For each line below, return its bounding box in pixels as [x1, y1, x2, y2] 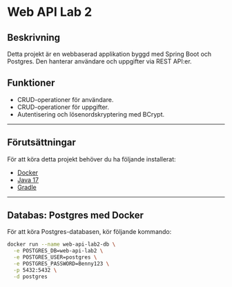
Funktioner [7, 77, 55, 89]
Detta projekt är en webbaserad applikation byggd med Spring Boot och [7, 50, 212, 58]
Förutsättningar [7, 137, 76, 148]
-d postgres [13, 273, 48, 280]
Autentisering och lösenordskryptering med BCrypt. [17, 110, 165, 118]
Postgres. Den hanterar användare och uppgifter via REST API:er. [7, 57, 192, 66]
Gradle [17, 183, 37, 191]
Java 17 [17, 175, 39, 184]
